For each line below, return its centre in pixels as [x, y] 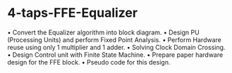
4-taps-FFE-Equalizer [73, 13]
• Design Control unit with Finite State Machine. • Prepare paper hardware [115, 55]
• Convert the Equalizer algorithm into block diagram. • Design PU [103, 32]
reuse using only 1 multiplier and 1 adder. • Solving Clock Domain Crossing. [116, 47]
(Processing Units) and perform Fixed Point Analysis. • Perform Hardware [115, 39]
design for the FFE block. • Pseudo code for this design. [89, 62]
